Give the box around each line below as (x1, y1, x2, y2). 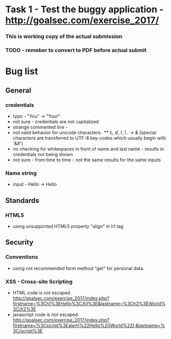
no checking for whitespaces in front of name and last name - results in (12, 145, 164, 152)
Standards (5, 196, 40, 205)
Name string (5, 169, 37, 177)
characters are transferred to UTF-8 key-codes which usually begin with (12, 135, 166, 141)
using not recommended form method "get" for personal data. (12, 265, 145, 271)
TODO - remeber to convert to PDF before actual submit (5, 47, 147, 54)
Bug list (5, 66, 39, 78)
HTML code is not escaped (12, 289, 70, 296)
